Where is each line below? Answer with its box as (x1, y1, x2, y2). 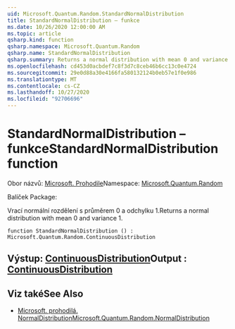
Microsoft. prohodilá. (17, 306, 79, 315)
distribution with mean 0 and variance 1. (7, 213, 123, 222)
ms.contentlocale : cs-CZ (7, 82, 80, 89)
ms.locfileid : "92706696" (7, 96, 83, 103)
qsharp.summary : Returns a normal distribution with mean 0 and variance (7, 56, 229, 63)
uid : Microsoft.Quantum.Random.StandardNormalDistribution (7, 10, 184, 18)
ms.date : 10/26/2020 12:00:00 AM (7, 23, 106, 30)
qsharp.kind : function (7, 37, 74, 44)
